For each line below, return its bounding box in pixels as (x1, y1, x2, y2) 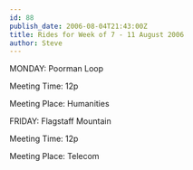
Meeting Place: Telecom (9, 151, 100, 162)
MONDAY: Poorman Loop (9, 63, 104, 74)
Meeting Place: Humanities (9, 99, 111, 109)
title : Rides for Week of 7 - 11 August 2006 (9, 30, 184, 39)
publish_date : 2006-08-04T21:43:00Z (9, 22, 148, 31)
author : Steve (9, 38, 63, 48)
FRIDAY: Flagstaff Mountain (9, 116, 111, 127)
